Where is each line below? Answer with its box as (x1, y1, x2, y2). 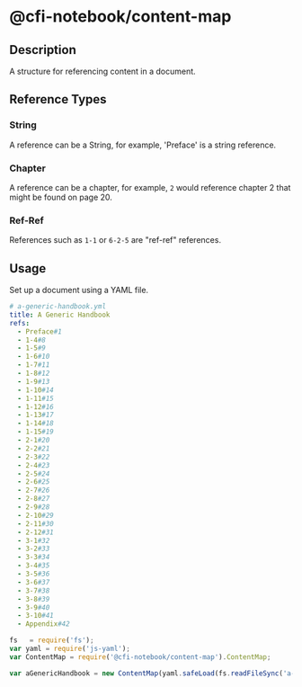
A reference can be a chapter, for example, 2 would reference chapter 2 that (9, 182, 291, 192)
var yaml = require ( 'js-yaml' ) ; (9, 645, 130, 654)
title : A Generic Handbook (9, 310, 111, 319)
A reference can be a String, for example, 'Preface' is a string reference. (9, 139, 277, 150)
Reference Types (9, 92, 107, 107)
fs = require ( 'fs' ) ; (9, 636, 94, 645)
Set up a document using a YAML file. (9, 285, 149, 296)
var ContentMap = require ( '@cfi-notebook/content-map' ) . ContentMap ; (9, 652, 271, 662)
